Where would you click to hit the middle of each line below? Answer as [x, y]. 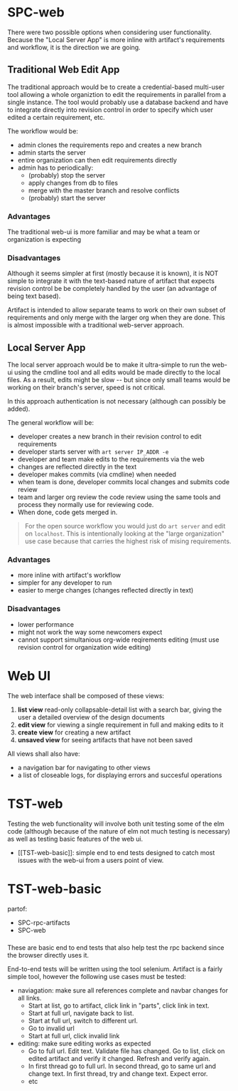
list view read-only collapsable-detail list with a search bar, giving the [120, 710]
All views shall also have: [44, 754]
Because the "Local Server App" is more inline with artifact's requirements [116, 39]
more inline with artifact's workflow [69, 575]
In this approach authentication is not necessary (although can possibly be [117, 401]
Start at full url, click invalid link [74, 1036]
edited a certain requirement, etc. [56, 117]
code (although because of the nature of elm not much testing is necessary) [119, 831]
